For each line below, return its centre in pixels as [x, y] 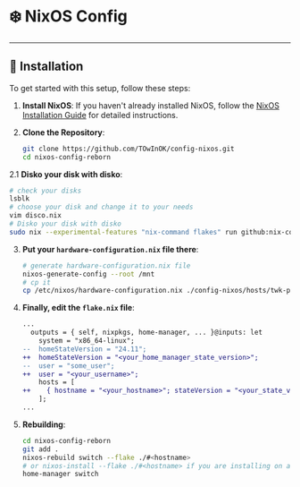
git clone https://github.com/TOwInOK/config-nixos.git [128, 149]
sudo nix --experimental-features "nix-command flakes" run [124, 232]
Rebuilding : [44, 424]
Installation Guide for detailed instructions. [100, 115]
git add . [41, 449]
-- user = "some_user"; [68, 366]
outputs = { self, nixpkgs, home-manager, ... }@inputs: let [147, 333]
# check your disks [46, 191]
